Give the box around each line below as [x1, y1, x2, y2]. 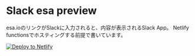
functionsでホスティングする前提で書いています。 [6, 31, 127, 38]
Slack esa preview [6, 4, 97, 17]
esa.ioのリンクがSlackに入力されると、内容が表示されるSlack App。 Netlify [6, 24, 190, 31]
